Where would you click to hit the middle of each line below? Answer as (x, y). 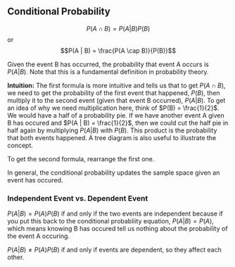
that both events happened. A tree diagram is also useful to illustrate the (112, 137)
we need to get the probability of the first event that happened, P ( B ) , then (114, 93)
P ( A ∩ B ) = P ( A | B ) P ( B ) (118, 28)
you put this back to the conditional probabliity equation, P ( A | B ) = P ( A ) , (111, 221)
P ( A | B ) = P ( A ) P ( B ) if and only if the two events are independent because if (115, 213)
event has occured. (35, 180)
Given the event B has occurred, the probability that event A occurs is (108, 64)
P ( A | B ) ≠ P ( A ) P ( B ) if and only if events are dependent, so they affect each (114, 250)
